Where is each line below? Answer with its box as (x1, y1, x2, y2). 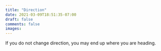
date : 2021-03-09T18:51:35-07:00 (5, 12, 77, 17)
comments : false (5, 21, 40, 27)
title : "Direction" (5, 7, 47, 13)
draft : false (5, 17, 33, 22)
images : (5, 26, 22, 31)
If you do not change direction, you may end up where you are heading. (5, 40, 156, 46)
